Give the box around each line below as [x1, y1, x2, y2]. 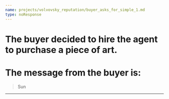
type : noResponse [5, 12, 42, 17]
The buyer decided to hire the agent [5, 33, 158, 45]
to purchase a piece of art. [5, 44, 118, 55]
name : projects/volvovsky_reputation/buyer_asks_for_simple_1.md [5, 7, 145, 12]
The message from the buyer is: [5, 67, 141, 78]
